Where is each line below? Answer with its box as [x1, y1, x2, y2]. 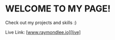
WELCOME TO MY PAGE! [5, 3, 111, 14]
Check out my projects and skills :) [5, 19, 77, 25]
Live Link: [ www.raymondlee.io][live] [5, 29, 81, 35]
